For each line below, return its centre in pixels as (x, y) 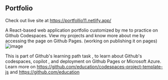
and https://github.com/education (45, 72)
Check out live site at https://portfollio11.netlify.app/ (58, 20)
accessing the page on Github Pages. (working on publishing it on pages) (81, 41)
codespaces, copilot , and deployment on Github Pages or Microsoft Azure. (83, 61)
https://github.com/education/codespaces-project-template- (100, 66)
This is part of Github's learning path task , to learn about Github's (74, 56)
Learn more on (21, 66)
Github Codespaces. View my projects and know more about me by (75, 35)
